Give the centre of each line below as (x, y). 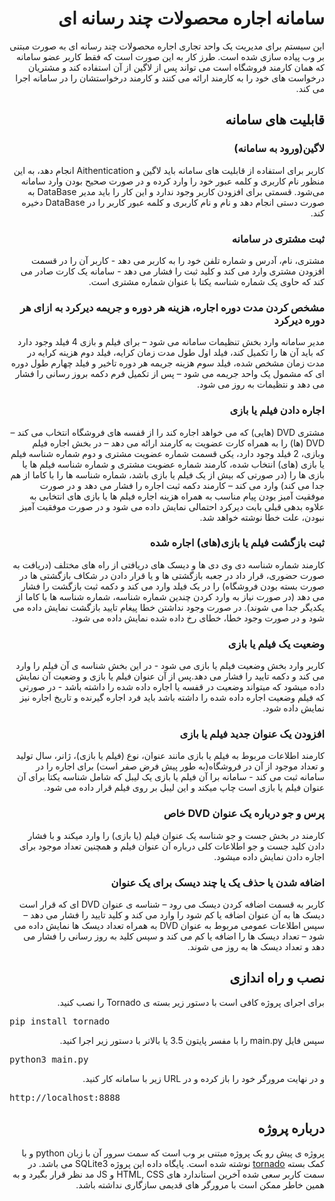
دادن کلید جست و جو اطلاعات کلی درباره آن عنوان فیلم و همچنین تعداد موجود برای (171, 846)
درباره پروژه (291, 1128)
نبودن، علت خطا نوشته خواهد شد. (262, 517)
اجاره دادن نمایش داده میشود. (269, 856)
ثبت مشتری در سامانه (278, 239)
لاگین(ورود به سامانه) (279, 149)
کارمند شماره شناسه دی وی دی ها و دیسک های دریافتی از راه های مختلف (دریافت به (168, 564)
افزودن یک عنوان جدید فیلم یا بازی (252, 734)
